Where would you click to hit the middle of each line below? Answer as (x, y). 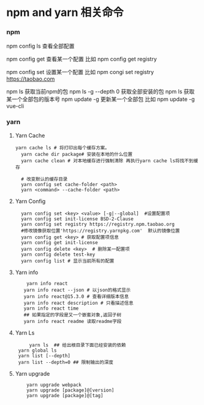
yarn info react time (51, 308)
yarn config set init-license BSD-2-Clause (77, 219)
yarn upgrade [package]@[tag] (65, 395)
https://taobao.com (31, 79)
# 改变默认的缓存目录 (44, 179)
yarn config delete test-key (58, 255)
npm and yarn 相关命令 (65, 13)
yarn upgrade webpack (54, 385)
